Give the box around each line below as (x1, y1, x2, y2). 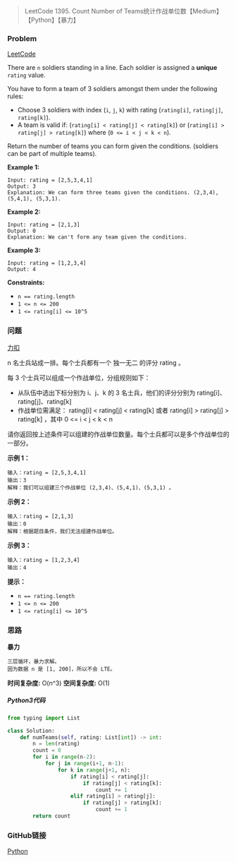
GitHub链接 (7, 830, 47, 840)
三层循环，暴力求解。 (7, 658, 60, 665)
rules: (7, 92, 24, 101)
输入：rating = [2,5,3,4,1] (7, 469, 87, 476)
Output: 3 (7, 183, 37, 190)
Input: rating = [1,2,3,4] (7, 260, 87, 267)
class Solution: (7, 727, 55, 734)
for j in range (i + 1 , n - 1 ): (44, 760, 125, 767)
